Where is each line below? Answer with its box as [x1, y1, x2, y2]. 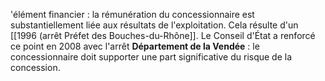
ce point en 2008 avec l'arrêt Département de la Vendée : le [10, 40, 260, 52]
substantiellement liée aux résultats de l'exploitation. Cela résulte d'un [10, 19, 299, 31]
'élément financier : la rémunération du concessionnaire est [10, 9, 255, 20]
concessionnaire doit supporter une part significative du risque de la [10, 51, 293, 63]
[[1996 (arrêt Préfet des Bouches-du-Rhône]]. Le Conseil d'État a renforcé [10, 30, 316, 41]
